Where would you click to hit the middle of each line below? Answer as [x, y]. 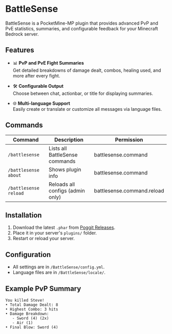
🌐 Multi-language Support [41, 103]
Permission [129, 140]
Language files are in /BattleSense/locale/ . [59, 272]
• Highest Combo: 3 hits [32, 309]
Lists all [58, 148]
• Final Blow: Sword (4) [32, 327]
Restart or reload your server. [44, 239]
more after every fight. [36, 75]
